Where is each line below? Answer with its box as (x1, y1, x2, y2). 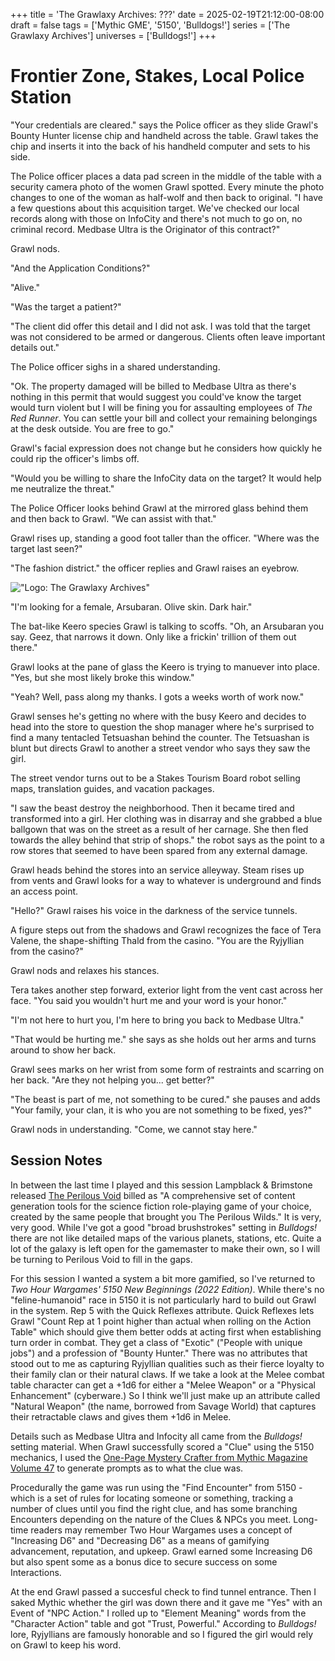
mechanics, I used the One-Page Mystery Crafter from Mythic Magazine (10, 1451, 308, 1463)
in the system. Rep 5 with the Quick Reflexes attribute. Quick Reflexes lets (10, 1304, 315, 1316)
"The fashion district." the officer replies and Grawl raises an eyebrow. (10, 562, 300, 574)
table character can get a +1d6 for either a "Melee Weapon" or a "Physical (10, 1379, 316, 1391)
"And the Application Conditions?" (10, 262, 151, 274)
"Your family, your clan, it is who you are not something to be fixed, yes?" (10, 1104, 313, 1116)
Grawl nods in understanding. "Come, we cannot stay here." (10, 1123, 258, 1135)
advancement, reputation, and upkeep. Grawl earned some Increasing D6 (10, 1545, 313, 1557)
